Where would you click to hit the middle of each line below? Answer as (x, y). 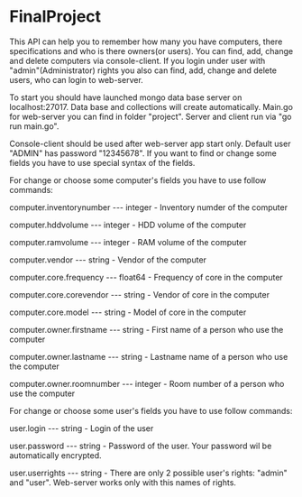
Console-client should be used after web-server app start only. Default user (150, 143)
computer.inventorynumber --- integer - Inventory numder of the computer (149, 207)
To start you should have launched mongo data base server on (126, 97)
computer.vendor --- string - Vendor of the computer (108, 260)
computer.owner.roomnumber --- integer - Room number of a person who (147, 383)
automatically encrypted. (55, 455)
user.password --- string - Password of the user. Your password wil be (141, 446)
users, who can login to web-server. (77, 79)
